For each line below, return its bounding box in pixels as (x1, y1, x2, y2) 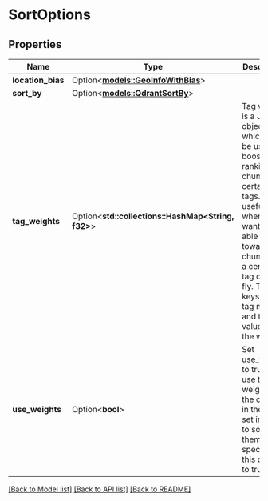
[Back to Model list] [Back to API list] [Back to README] (8, 484, 191, 494)
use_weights (12, 404, 62, 415)
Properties (8, 38, 62, 51)
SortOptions (8, 6, 92, 24)
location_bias (12, 74, 65, 86)
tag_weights (12, 216, 60, 226)
